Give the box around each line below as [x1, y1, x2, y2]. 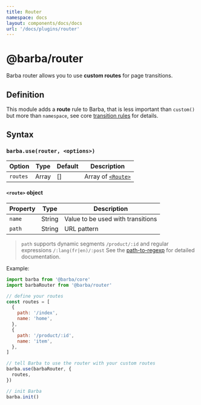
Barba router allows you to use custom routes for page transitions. [6, 72, 173, 79]
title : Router [6, 8, 42, 15]
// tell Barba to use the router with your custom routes [6, 360, 156, 367]
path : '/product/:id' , [17, 332, 74, 338]
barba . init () [6, 393, 39, 400]
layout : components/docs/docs [6, 20, 83, 26]
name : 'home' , [17, 316, 53, 322]
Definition [6, 89, 44, 100]
